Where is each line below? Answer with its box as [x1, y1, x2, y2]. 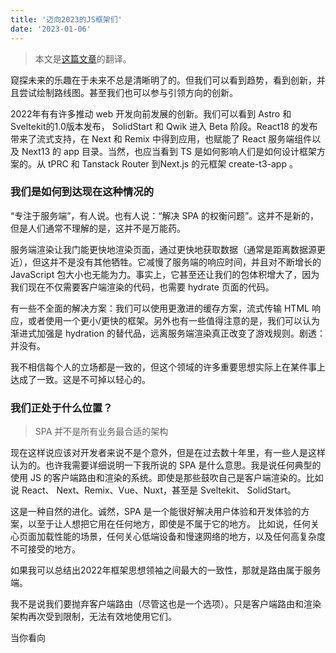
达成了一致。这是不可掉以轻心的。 [10, 373, 151, 385]
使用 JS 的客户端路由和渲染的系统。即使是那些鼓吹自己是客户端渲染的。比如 [10, 472, 324, 484]
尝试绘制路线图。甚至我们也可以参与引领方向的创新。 [18, 86, 238, 98]
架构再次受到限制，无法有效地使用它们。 [10, 611, 177, 623]
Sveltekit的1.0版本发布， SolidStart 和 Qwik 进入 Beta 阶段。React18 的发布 [10, 120, 318, 132]
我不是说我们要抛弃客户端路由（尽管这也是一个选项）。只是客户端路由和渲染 [10, 598, 322, 610]
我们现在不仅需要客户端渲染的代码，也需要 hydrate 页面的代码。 [10, 281, 275, 293]
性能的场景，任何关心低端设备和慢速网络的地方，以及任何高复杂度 [53, 531, 326, 543]
